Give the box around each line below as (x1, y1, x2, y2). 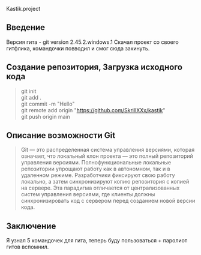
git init (20, 87, 37, 95)
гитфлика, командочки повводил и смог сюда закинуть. (6, 44, 150, 52)
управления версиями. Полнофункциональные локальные (20, 159, 172, 166)
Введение (6, 22, 46, 32)
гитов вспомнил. (6, 243, 49, 251)
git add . (20, 94, 42, 101)
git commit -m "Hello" (20, 100, 75, 107)
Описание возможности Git (6, 130, 116, 140)
